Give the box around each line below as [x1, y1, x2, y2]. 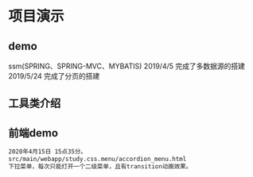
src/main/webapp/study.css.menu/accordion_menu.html [8, 156, 187, 164]
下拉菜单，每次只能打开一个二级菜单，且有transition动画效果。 [8, 162, 193, 171]
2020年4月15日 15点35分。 [8, 148, 88, 156]
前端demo [8, 126, 58, 140]
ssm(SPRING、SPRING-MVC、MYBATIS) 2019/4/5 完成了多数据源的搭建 [8, 61, 245, 71]
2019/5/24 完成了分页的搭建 [8, 71, 100, 80]
